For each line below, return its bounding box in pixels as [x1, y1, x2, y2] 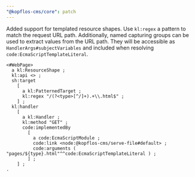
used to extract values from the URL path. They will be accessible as [6, 38, 175, 45]
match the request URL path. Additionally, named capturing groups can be [6, 31, 190, 39]
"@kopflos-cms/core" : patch [6, 8, 77, 15]
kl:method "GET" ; [22, 119, 68, 125]
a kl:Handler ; [22, 114, 60, 120]
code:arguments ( [32, 145, 77, 151]
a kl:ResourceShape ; [11, 67, 66, 73]
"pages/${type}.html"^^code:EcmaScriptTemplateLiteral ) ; [6, 150, 157, 157]
